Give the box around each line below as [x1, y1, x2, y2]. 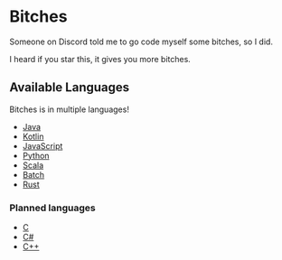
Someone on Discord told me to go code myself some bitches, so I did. [9, 36, 274, 47]
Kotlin [22, 131, 44, 142]
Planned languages [9, 201, 97, 214]
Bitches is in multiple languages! [9, 104, 129, 115]
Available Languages [9, 79, 130, 96]
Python [22, 150, 50, 161]
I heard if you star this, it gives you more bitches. [9, 53, 192, 64]
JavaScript [22, 140, 63, 151]
